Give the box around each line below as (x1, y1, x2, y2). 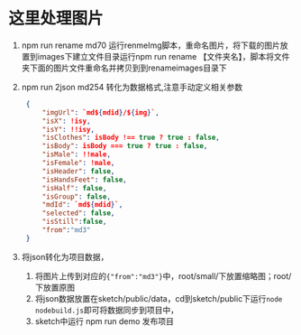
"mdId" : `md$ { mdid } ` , (41, 200, 123, 209)
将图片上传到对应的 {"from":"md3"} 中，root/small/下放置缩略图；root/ (34, 270, 292, 281)
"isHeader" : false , (41, 166, 115, 176)
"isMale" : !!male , (41, 150, 112, 159)
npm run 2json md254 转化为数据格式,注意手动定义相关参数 (21, 81, 243, 92)
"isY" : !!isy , (41, 125, 96, 134)
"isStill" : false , (41, 218, 107, 227)
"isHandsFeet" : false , (41, 175, 127, 184)
